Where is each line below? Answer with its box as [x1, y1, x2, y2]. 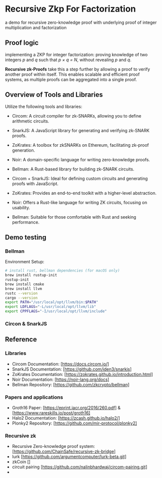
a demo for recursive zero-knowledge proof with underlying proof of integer [5, 19, 157, 25]
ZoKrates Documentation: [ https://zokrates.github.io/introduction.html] [12, 371, 153, 377]
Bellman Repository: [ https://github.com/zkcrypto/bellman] [12, 381, 130, 387]
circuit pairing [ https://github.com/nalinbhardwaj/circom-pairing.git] [12, 464, 147, 470]
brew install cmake [5, 282, 44, 287]
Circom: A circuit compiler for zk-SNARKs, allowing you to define [12, 113, 142, 119]
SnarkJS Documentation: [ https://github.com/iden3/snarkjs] [12, 366, 132, 372]
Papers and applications [5, 393, 63, 400]
